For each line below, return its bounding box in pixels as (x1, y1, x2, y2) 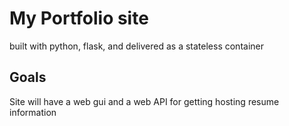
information (9, 106, 57, 118)
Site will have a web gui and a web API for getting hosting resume (9, 95, 280, 107)
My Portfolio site (9, 7, 149, 30)
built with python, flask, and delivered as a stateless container (9, 40, 264, 52)
